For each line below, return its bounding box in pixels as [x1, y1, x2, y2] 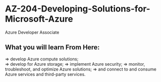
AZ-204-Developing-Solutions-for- [5, 3, 151, 14]
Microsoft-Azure [5, 13, 73, 24]
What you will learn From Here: [5, 43, 100, 51]
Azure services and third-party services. [5, 71, 86, 77]
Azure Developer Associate [5, 29, 59, 35]
